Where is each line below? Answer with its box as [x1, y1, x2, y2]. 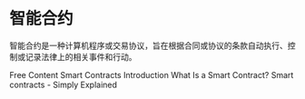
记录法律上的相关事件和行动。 [25, 51, 137, 62]
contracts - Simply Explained [9, 79, 118, 90]
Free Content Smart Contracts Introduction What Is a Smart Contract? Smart [9, 69, 294, 80]
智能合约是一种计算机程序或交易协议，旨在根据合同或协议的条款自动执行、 [9, 40, 288, 51]
